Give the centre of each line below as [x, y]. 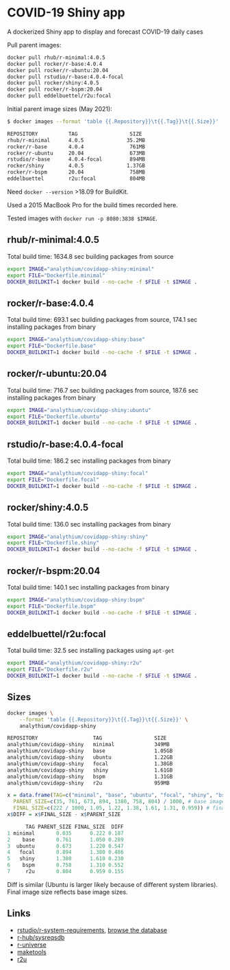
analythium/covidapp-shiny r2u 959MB [88, 783]
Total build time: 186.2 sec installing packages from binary [89, 461]
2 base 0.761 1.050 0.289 [66, 840]
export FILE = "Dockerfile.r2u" [50, 670]
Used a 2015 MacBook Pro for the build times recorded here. [92, 205]
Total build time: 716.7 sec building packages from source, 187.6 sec [103, 390]
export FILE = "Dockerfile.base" [52, 346]
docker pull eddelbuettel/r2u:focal [59, 96]
